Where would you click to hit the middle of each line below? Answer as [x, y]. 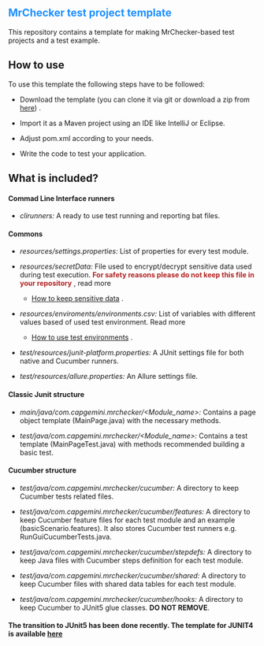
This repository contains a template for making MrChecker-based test [121, 32]
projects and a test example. [54, 40]
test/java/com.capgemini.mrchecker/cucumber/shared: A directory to [133, 575]
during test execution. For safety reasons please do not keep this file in [137, 275]
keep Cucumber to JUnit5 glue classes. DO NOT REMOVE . [115, 607]
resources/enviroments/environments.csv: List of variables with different [138, 314]
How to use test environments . [82, 337]
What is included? [53, 178]
